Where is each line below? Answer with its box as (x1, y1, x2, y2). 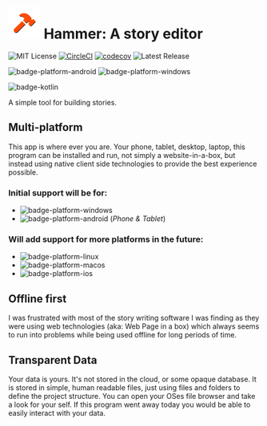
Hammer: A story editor (43, 25, 204, 43)
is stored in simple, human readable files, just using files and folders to (8, 382, 241, 392)
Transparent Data (8, 353, 98, 367)
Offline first (8, 292, 67, 306)
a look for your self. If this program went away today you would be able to (8, 400, 251, 409)
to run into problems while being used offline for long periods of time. (8, 330, 237, 340)
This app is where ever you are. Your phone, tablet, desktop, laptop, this (8, 142, 245, 152)
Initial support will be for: (8, 187, 108, 198)
